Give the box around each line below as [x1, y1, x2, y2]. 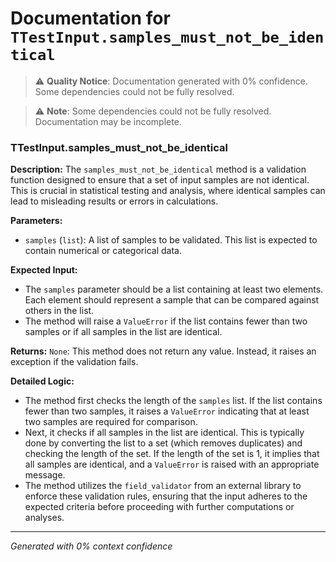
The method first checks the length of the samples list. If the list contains [24, 395, 323, 407]
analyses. [24, 512, 65, 524]
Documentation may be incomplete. [34, 115, 182, 127]
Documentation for [10, 7, 171, 30]
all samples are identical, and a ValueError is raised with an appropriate [24, 458, 320, 471]
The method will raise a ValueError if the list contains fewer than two [24, 315, 308, 327]
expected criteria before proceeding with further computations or [24, 501, 295, 513]
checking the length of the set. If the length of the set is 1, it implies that [24, 448, 320, 460]
